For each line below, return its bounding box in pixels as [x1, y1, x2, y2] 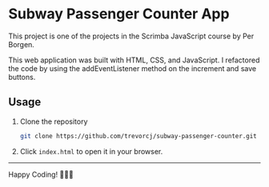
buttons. [8, 72, 36, 82]
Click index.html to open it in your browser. [19, 146, 163, 156]
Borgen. [8, 39, 34, 49]
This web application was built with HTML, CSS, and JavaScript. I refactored [8, 55, 260, 65]
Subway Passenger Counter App [8, 5, 230, 23]
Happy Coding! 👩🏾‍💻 [8, 169, 74, 179]
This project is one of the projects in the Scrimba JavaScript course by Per [8, 31, 255, 41]
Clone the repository [19, 117, 88, 126]
